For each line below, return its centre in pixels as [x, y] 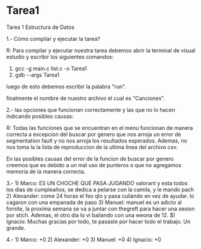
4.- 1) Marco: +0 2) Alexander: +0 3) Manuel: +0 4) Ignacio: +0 [84, 239]
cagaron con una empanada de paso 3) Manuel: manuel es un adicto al [94, 202]
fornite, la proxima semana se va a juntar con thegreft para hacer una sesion [100, 209]
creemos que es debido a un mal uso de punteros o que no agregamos [94, 165]
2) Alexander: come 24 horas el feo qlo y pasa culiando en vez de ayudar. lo [100, 195]
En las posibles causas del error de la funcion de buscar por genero [90, 158]
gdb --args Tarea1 [37, 75]
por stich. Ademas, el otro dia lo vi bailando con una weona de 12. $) [91, 215]
